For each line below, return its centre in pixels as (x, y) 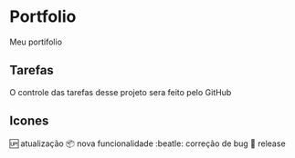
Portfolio (43, 17)
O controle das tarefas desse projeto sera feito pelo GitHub (121, 92)
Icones (29, 121)
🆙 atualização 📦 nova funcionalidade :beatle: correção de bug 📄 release (147, 143)
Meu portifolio (36, 42)
